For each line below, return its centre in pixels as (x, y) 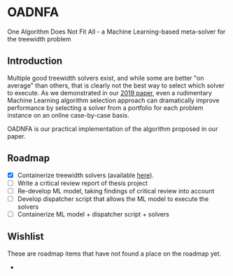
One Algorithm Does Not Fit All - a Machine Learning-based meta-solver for (116, 32)
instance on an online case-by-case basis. (68, 115)
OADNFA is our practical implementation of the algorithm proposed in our (113, 129)
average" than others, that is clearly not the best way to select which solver (116, 85)
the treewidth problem (39, 39)
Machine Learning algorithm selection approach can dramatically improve (113, 100)
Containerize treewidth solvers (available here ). (85, 175)
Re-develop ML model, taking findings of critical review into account (116, 191)
